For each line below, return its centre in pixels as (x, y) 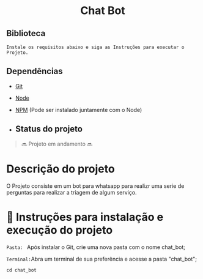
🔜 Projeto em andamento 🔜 (57, 144)
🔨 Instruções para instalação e (85, 217)
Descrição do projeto (61, 169)
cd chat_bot (21, 270)
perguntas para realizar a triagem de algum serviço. (72, 192)
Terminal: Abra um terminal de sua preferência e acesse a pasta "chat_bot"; (102, 259)
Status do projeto (49, 129)
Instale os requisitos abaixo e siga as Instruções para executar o (95, 47)
